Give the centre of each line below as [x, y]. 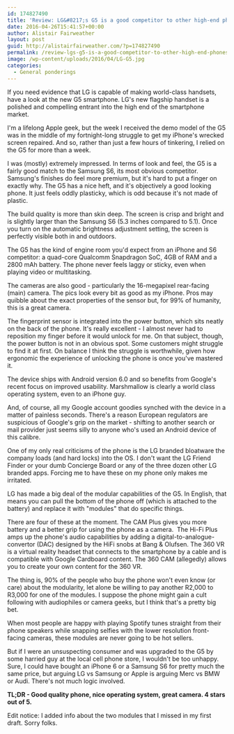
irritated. [19, 480]
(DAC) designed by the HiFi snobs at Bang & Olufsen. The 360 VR [131, 544]
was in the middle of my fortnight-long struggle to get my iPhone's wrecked [116, 135]
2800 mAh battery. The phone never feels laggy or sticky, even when [107, 264]
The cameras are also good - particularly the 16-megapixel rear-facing [108, 285]
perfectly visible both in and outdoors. [62, 236]
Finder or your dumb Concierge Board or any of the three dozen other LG [112, 465]
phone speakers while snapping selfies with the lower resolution [99, 630]
